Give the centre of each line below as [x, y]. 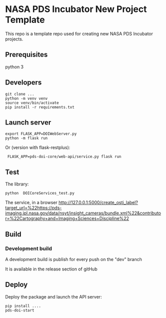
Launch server [28, 122]
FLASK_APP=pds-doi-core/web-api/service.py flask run [64, 157]
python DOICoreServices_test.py [40, 193]
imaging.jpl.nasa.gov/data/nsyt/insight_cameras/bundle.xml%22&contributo [83, 213]
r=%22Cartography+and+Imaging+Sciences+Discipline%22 [67, 218]
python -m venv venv [27, 98]
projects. [14, 39]
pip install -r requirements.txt [40, 107]
